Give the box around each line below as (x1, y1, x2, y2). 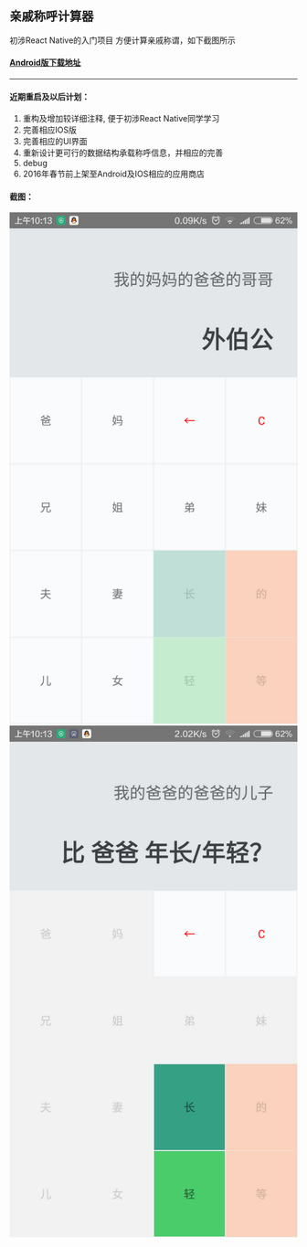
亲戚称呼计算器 (9, 8, 94, 25)
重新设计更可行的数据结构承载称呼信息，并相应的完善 (22, 147, 224, 158)
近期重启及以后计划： (9, 90, 90, 102)
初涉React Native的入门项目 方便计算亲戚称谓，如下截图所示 (9, 35, 236, 46)
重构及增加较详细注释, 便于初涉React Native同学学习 (22, 113, 220, 124)
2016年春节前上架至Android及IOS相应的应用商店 (22, 168, 205, 180)
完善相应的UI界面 (22, 136, 88, 147)
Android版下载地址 (9, 58, 81, 69)
